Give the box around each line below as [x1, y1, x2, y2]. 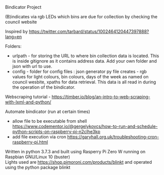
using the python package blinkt [5, 165, 70, 170]
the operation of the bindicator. [12, 84, 75, 90]
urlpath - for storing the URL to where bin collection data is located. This [12, 53, 159, 59]
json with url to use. [12, 64, 53, 69]
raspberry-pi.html [12, 139, 48, 145]
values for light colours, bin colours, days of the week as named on [12, 74, 149, 79]
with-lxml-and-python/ [5, 99, 52, 105]
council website [5, 19, 37, 25]
